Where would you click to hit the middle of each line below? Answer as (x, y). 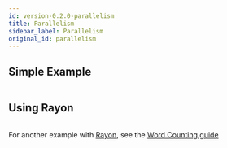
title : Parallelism (41, 24)
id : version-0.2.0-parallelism (61, 16)
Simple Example (50, 71)
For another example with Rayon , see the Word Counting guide (113, 134)
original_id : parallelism (52, 39)
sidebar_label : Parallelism (56, 31)
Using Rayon (41, 108)
